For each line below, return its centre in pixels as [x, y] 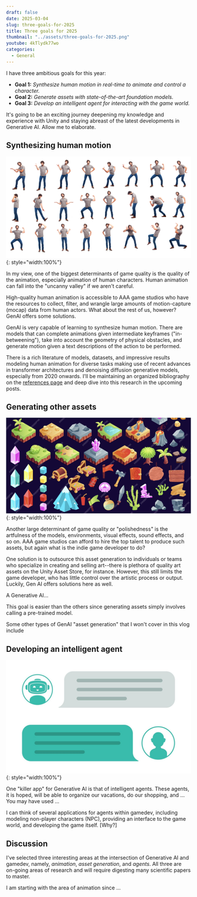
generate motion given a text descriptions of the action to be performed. [94, 346]
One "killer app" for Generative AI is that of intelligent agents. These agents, [98, 789]
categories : [21, 50]
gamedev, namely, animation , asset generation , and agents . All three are [94, 864]
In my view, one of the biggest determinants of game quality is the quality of [98, 273]
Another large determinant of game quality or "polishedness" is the [87, 529]
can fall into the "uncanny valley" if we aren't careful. [70, 286]
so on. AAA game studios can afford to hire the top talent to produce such [95, 542]
